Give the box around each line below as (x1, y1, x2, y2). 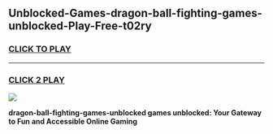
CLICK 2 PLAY (8, 74, 65, 85)
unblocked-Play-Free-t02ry (8, 19, 152, 33)
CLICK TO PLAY (8, 44, 71, 55)
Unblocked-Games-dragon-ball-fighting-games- (8, 6, 262, 20)
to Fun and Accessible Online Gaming (8, 116, 138, 126)
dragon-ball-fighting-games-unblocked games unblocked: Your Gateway (8, 107, 262, 117)
